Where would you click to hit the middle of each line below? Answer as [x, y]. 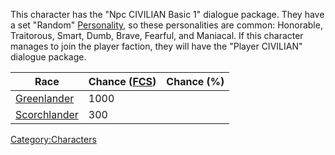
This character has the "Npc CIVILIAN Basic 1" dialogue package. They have [167, 14]
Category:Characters [53, 139]
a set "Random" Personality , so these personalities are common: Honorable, [166, 25]
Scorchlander [47, 114]
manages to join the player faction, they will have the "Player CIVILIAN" [156, 46]
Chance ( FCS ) [122, 81]
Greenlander [45, 98]
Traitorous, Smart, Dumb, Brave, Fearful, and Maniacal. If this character [157, 35]
